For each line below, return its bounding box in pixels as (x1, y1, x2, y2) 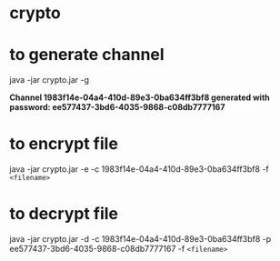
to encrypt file (9, 134, 118, 155)
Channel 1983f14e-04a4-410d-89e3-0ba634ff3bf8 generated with (9, 92, 270, 103)
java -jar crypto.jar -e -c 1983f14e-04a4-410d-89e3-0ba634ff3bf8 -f (9, 164, 270, 175)
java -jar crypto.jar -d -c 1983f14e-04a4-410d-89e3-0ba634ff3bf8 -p (9, 234, 272, 244)
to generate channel (9, 45, 165, 65)
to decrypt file (9, 204, 119, 225)
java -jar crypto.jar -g (9, 75, 89, 85)
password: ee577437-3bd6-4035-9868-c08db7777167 (9, 102, 225, 113)
